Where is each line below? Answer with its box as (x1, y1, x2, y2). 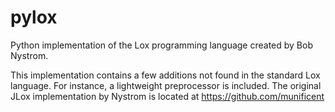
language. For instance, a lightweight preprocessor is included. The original (10, 79, 322, 91)
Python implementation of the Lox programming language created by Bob (10, 39, 313, 51)
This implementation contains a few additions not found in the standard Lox (10, 69, 321, 81)
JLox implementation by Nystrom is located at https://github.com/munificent (10, 90, 325, 102)
